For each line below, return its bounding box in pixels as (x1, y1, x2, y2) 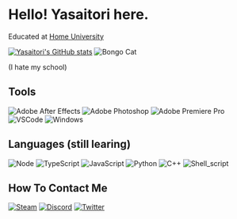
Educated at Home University (8, 32, 105, 41)
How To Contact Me (8, 181, 108, 194)
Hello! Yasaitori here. (8, 6, 149, 24)
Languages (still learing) (8, 138, 131, 151)
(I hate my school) (8, 62, 67, 72)
